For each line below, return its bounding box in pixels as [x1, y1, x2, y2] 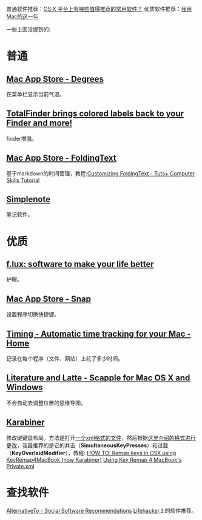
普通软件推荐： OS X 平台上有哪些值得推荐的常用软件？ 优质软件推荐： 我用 [6, 5, 192, 12]
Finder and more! [6, 118, 73, 129]
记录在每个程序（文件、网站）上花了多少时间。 [6, 355, 123, 362]
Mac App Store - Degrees [6, 73, 104, 84]
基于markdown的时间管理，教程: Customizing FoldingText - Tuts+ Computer [6, 169, 195, 177]
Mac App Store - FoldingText [6, 153, 116, 163]
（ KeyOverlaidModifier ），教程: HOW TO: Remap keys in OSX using [6, 449, 177, 456]
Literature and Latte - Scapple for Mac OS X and [6, 373, 190, 383]
